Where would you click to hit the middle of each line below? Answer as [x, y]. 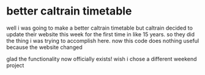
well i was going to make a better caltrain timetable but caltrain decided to [99, 28]
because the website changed [44, 47]
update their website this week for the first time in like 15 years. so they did [100, 34]
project [15, 65]
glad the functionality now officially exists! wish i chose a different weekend [102, 59]
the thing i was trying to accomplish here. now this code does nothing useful [103, 41]
